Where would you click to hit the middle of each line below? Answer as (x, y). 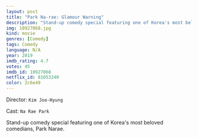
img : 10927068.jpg (29, 28)
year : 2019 (19, 55)
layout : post (22, 11)
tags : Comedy (22, 45)
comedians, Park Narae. (35, 129)
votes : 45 (18, 66)
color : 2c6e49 (24, 83)
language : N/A (24, 50)
